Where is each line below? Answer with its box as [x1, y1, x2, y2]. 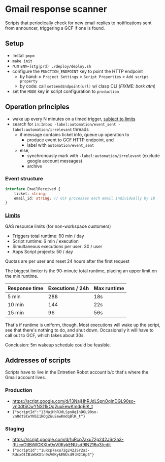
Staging [5, 425, 25, 432]
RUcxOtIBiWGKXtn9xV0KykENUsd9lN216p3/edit [12, 442, 111, 448]
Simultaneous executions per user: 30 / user [12, 243, 102, 249]
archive [27, 163, 42, 169]
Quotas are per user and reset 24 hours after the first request [5, 258, 130, 264]
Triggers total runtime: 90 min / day [12, 233, 85, 239]
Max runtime [93, 285, 125, 292]
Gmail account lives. [5, 375, 46, 380]
